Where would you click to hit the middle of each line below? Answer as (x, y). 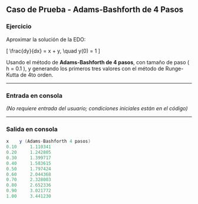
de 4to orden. (37, 75)
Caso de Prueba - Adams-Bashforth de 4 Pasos (95, 10)
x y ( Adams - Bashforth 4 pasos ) (49, 142)
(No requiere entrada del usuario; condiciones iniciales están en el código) (97, 108)
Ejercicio (19, 27)
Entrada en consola (34, 96)
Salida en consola (32, 129)
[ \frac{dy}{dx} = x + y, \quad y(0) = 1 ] (53, 51)
